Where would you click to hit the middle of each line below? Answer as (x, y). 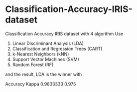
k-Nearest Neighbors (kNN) (41, 54)
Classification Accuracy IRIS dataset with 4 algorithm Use (64, 33)
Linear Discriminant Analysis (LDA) (48, 43)
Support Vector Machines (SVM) (46, 59)
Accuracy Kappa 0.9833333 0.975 (41, 84)
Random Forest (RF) (33, 64)
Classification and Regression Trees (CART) (57, 48)
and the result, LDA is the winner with (44, 74)
